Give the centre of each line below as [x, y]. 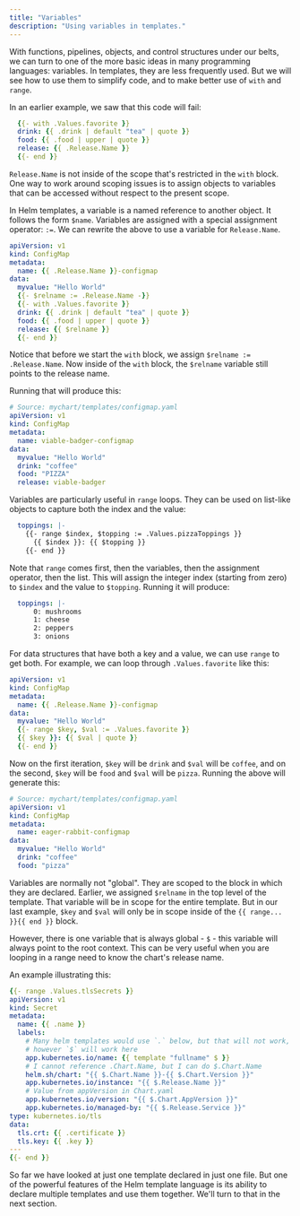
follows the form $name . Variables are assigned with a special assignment [143, 220]
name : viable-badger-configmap [76, 440]
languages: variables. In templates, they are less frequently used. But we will [150, 70]
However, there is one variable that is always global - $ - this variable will [144, 938]
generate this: [35, 782]
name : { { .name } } [52, 1025]
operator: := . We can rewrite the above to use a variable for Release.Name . [145, 229]
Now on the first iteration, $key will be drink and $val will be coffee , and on [148, 763]
